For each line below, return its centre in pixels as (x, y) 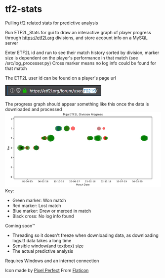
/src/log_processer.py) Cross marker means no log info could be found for (81, 63)
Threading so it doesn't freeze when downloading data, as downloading (85, 235)
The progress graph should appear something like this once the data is (77, 104)
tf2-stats (24, 9)
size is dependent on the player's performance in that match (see (72, 57)
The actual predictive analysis (43, 251)
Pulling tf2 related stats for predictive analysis (52, 23)
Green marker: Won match (39, 200)
